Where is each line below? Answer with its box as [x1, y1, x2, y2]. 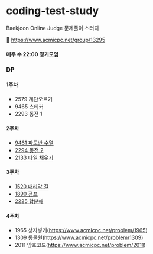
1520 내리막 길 [14, 183, 49, 190]
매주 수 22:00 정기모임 [6, 50, 59, 57]
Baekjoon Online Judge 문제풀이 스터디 [6, 24, 99, 31]
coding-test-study [6, 4, 99, 18]
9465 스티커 [14, 102, 44, 110]
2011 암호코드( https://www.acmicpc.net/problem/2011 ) [14, 242, 146, 249]
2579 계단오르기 [14, 95, 53, 102]
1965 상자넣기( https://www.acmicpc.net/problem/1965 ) [14, 227, 148, 234]
